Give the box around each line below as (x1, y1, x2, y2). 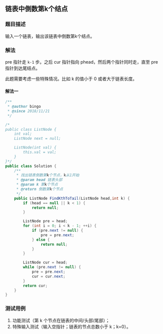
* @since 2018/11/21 (7, 108, 50, 113)
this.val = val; (23, 150, 57, 155)
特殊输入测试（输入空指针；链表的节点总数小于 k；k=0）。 (12, 324, 131, 330)
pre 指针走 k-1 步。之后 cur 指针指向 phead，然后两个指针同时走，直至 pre (5, 59, 158, 65)
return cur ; (23, 283, 48, 288)
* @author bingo (7, 104, 41, 109)
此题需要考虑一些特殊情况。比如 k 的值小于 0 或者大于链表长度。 (5, 76, 138, 82)
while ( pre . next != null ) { (23, 265, 81, 270)
